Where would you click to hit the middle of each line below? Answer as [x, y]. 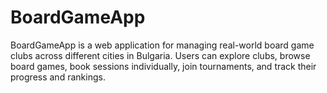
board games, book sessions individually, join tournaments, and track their [163, 66]
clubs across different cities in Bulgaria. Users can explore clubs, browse [160, 55]
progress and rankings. [58, 77]
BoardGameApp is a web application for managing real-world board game [162, 45]
